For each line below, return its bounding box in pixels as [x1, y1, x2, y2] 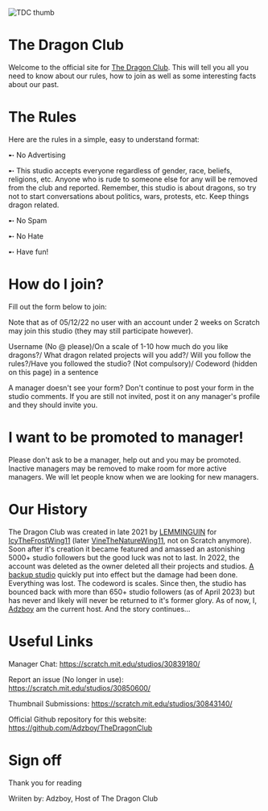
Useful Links [8, 632, 94, 651]
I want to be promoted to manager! [8, 428, 244, 447]
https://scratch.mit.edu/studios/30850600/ [8, 683, 151, 692]
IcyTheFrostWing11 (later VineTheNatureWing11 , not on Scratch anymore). [8, 535, 252, 545]
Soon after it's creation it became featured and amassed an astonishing [8, 544, 245, 554]
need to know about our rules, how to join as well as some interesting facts [8, 71, 257, 81]
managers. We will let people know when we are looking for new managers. [8, 472, 259, 481]
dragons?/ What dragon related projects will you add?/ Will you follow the [8, 350, 252, 360]
